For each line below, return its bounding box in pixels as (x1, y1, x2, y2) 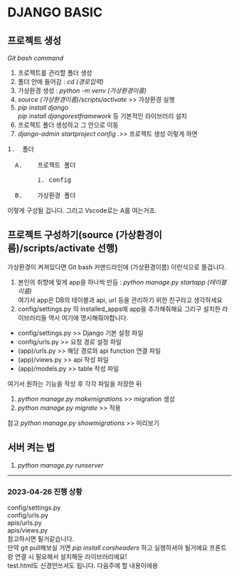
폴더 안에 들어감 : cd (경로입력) (17, 78, 104, 86)
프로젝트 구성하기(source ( (7, 229, 119, 241)
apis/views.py (7, 525, 48, 535)
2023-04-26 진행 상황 (7, 486, 83, 496)
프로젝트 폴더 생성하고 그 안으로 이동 (17, 120, 119, 129)
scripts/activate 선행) (23, 242, 119, 254)
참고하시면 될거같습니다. (7, 534, 75, 542)
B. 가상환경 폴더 (14, 192, 76, 200)
